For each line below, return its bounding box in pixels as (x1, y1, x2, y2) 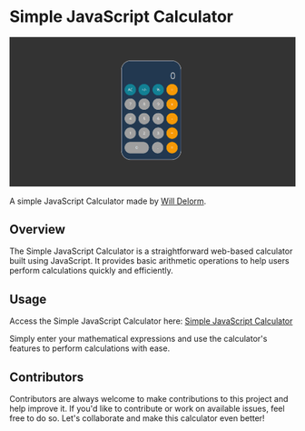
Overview (9, 221, 66, 237)
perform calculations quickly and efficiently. (9, 266, 174, 276)
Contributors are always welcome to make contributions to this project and (9, 393, 289, 404)
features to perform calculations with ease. (9, 343, 171, 354)
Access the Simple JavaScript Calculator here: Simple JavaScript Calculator (9, 316, 293, 326)
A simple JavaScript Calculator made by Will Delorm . (9, 195, 207, 206)
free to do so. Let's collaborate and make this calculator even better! (9, 412, 265, 424)
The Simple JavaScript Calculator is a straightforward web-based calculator (9, 246, 293, 256)
